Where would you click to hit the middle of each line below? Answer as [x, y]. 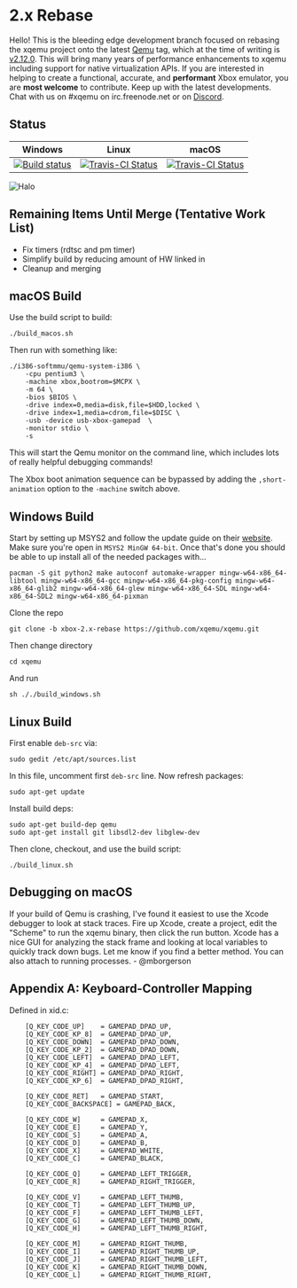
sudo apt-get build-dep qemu [63, 825]
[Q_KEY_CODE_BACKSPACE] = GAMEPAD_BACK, [101, 1104]
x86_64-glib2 [33, 589]
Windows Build [52, 517]
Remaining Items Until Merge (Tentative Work [137, 214]
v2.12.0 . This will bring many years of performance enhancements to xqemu [148, 59]
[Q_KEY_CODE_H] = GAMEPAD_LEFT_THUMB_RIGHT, [117, 1228]
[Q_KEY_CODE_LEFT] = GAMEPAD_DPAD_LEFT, [102, 1057]
